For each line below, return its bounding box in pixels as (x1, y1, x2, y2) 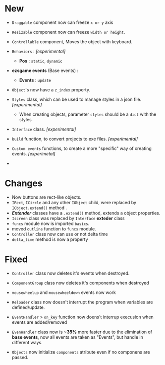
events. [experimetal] (11, 150, 55, 156)
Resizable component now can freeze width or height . (11, 29, 125, 35)
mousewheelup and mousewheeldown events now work (11, 289, 116, 295)
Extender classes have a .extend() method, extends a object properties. (11, 210, 161, 216)
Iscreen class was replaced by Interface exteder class (11, 215, 125, 221)
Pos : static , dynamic (19, 58, 62, 64)
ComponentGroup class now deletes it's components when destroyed (11, 280, 149, 286)
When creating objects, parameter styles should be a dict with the (19, 111, 157, 117)
